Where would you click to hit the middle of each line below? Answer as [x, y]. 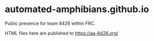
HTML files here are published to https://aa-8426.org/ [62, 33]
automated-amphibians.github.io [77, 9]
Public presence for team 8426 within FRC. [50, 23]
